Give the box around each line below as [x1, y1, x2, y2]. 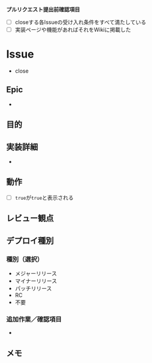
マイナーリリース [14, 277, 57, 284]
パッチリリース [14, 285, 52, 292]
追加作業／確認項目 [6, 315, 62, 323]
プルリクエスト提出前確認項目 [6, 6, 80, 13]
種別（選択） [6, 255, 44, 263]
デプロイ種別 [6, 235, 54, 245]
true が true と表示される [14, 194, 74, 201]
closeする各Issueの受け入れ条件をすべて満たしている [14, 19, 147, 26]
